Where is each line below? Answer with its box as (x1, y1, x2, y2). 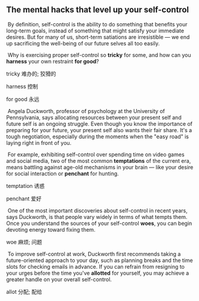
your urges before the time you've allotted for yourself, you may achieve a (6, 269, 189, 276)
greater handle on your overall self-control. (6, 275, 112, 283)
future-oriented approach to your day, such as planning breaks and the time (6, 257, 193, 264)
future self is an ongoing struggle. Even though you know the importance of (6, 120, 193, 127)
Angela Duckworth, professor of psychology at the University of (7, 107, 166, 114)
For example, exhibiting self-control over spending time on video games (7, 151, 185, 158)
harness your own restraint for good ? (6, 57, 99, 65)
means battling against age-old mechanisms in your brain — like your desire (6, 163, 194, 171)
